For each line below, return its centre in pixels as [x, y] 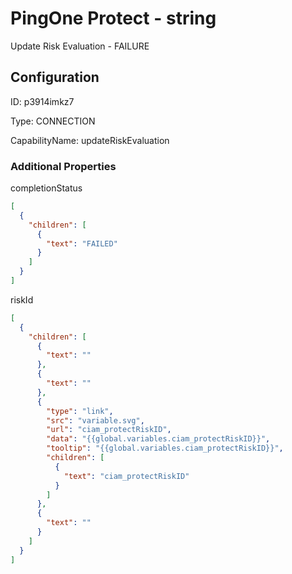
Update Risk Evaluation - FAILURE [80, 46]
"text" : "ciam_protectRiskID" [126, 476]
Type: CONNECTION [53, 121]
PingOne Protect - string [113, 18]
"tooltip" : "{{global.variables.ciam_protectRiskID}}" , [165, 448]
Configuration [55, 77]
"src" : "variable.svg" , [95, 420]
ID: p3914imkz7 [42, 101]
